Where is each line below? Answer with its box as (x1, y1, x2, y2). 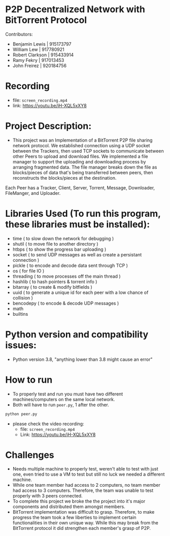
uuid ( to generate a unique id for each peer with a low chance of (12, 289, 149, 295)
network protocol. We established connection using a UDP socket (12, 142, 150, 148)
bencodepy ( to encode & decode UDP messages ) (12, 300, 119, 306)
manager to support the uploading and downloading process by (12, 158, 146, 164)
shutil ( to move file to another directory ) (12, 241, 98, 247)
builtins (12, 311, 28, 317)
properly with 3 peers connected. (12, 493, 83, 499)
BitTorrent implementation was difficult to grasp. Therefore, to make (12, 509, 155, 515)
